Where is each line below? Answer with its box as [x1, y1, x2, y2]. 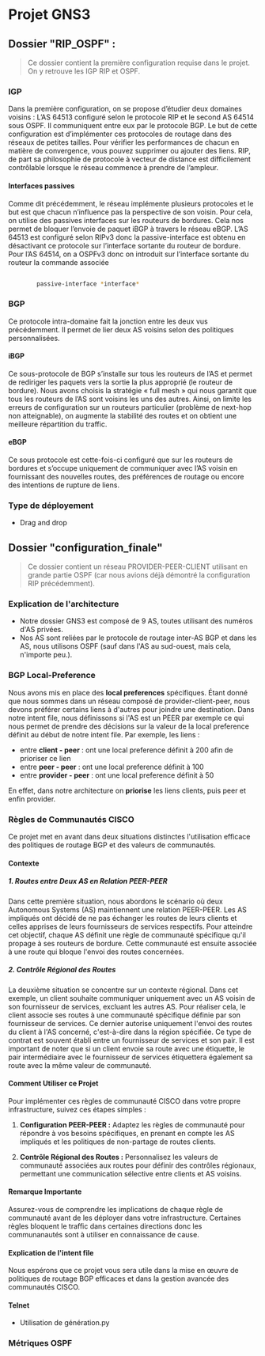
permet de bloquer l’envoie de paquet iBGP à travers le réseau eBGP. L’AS [8, 224, 249, 233]
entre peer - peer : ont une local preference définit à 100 [19, 762, 204, 771]
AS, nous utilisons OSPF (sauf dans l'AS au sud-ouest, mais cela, [19, 642, 232, 651]
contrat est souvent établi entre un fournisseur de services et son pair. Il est [8, 1035, 255, 1045]
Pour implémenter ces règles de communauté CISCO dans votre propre [8, 1096, 241, 1105]
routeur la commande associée [8, 257, 109, 267]
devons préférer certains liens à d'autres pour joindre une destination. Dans [8, 704, 255, 714]
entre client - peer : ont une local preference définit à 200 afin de [19, 745, 233, 755]
